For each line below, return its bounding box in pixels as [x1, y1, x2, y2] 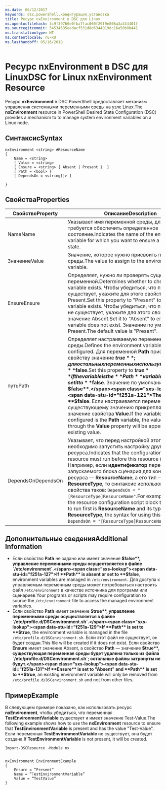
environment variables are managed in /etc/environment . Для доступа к [12, 576, 160, 582]
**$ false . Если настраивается [67, 398, 141, 405]
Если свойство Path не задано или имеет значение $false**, [12, 556, 141, 562]
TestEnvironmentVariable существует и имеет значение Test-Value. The [5, 715, 156, 720]
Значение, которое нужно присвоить [67, 251, 157, 258]
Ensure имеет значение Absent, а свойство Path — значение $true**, [12, 645, 160, 651]
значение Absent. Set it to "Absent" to [67, 315, 156, 322]
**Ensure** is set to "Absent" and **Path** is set [51, 666, 157, 672]
